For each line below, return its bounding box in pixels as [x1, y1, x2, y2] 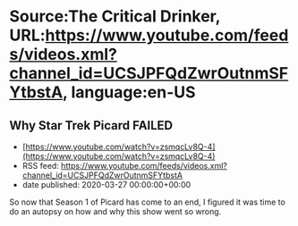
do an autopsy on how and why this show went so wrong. [9, 206, 222, 216]
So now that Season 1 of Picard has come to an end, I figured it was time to [9, 197, 286, 207]
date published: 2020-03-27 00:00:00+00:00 [21, 180, 192, 189]
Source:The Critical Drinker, [9, 6, 221, 27]
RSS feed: [21, 161, 60, 171]
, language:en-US [62, 82, 196, 103]
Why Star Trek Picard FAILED [9, 118, 174, 133]
